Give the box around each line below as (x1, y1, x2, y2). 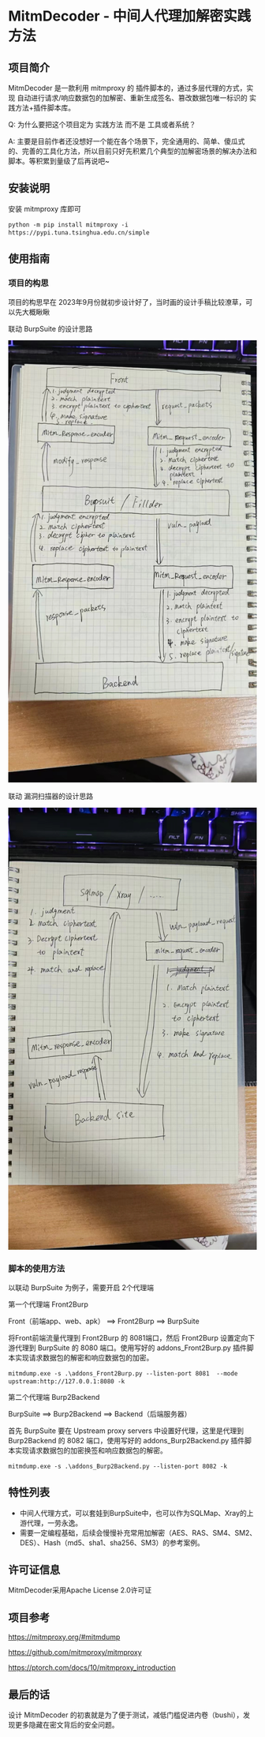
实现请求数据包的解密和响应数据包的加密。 (14, 1352, 154, 1362)
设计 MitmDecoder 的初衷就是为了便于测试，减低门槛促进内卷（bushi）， (8, 1710, 244, 1720)
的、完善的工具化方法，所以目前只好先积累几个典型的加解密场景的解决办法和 (8, 147, 257, 156)
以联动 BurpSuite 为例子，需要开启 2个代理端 (8, 1282, 155, 1292)
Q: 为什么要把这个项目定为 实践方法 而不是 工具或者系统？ (8, 120, 196, 129)
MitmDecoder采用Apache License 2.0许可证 (8, 1585, 152, 1595)
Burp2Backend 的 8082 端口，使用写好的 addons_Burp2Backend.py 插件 (8, 1435, 245, 1445)
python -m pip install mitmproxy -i (8, 220, 129, 229)
